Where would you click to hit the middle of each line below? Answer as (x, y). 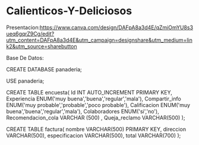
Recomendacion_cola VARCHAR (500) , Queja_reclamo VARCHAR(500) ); (96, 118)
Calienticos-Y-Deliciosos (69, 11)
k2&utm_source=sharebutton (42, 46)
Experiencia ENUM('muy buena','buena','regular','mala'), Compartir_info (94, 99)
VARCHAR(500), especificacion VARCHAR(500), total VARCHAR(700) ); (94, 135)
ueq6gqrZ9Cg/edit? (30, 33)
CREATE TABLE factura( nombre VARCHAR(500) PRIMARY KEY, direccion (96, 129)
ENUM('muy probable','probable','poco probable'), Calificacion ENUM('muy (98, 105)
